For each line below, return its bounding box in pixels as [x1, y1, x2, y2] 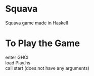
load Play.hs [5, 59, 31, 66]
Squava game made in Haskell [5, 20, 68, 26]
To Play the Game [5, 37, 80, 49]
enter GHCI [5, 54, 29, 60]
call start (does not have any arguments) [5, 65, 89, 71]
